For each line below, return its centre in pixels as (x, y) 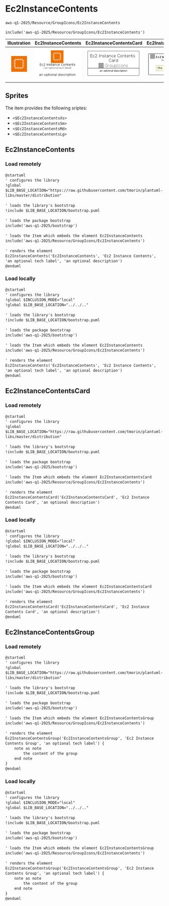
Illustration (19, 43)
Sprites (17, 96)
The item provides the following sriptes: (46, 108)
